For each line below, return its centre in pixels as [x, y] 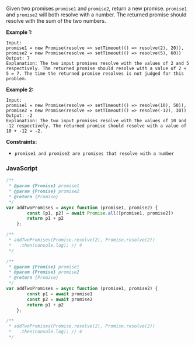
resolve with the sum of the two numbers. [56, 21]
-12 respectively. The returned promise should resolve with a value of [96, 126]
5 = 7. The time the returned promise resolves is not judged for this [95, 74]
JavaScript [22, 168]
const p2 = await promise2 [60, 299]
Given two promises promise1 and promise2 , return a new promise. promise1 [97, 8]
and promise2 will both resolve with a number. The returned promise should [96, 15]
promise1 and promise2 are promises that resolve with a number [94, 154]
